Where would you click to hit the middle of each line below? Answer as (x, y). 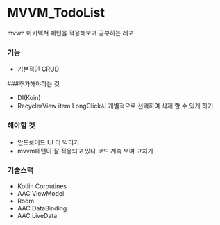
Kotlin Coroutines (42, 186)
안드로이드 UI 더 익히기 (48, 142)
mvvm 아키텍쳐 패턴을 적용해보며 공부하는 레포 (70, 33)
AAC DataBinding (42, 208)
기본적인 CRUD (38, 69)
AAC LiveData (37, 215)
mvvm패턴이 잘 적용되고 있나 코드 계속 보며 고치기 (85, 151)
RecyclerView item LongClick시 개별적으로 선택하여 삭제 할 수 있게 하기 (115, 106)
